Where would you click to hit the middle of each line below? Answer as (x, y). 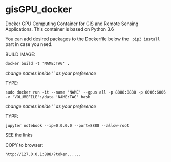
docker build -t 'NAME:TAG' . (38, 63)
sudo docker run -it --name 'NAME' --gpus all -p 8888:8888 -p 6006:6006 (86, 92)
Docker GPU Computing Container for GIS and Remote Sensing (72, 24)
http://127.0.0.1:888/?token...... (43, 154)
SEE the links (19, 135)
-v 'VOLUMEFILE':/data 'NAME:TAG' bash (48, 97)
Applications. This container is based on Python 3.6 (60, 29)
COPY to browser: (24, 145)
